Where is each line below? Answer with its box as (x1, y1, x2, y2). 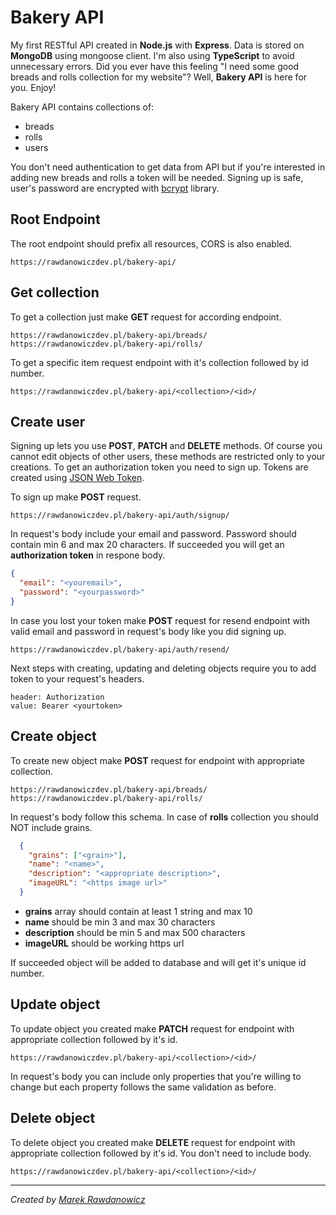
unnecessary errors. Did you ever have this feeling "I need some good (10, 60, 300, 72)
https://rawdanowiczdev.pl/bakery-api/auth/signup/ (10, 511, 230, 521)
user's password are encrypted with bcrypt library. (10, 182, 220, 194)
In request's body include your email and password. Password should (10, 528, 297, 540)
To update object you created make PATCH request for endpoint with (10, 1022, 295, 1035)
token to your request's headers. (10, 672, 145, 685)
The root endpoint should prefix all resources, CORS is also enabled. (10, 237, 293, 250)
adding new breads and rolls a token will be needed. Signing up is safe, (10, 171, 304, 183)
